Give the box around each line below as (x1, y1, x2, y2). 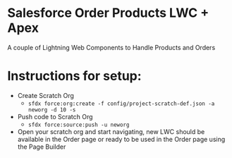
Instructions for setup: (7, 68, 142, 84)
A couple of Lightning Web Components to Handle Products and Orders (7, 43, 216, 51)
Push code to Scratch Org (17, 112, 93, 121)
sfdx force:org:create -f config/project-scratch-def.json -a (28, 100, 215, 107)
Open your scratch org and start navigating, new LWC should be (17, 127, 205, 135)
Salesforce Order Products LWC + (7, 5, 209, 21)
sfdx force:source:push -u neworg (28, 121, 130, 128)
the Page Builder (17, 142, 66, 151)
